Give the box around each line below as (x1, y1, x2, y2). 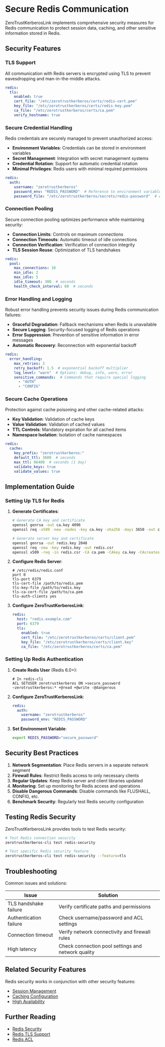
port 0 (12, 572, 26, 578)
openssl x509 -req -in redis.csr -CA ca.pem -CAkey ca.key (12, 550, 136, 554)
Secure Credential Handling (5, 124, 73, 131)
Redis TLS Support (12, 1031, 51, 1037)
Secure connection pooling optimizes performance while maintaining (5, 216, 144, 222)
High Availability (12, 998, 45, 1004)
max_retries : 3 (14, 361, 45, 366)
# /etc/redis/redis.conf (12, 568, 63, 573)
